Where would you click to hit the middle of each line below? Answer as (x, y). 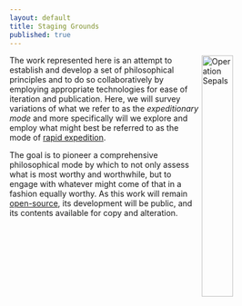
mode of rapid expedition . (58, 138)
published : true (40, 35)
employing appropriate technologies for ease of (99, 89)
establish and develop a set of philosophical (92, 70)
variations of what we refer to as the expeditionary (104, 109)
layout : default (40, 18)
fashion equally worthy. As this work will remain (99, 194)
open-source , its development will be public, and (101, 203)
